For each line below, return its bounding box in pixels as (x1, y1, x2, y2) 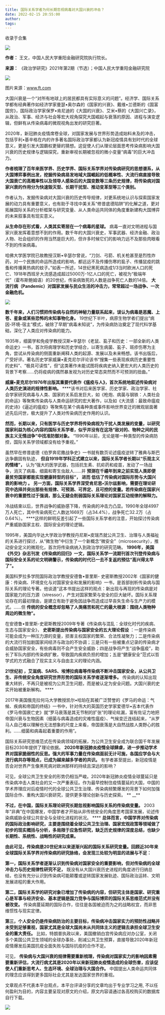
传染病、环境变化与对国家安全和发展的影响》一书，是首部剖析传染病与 (13, 579, 156, 585)
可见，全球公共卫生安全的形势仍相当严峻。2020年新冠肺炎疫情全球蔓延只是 (5, 774, 158, 779)
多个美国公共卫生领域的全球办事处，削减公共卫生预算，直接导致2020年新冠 (5, 937, 158, 943)
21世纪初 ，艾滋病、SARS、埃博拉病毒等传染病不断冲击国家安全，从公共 (5, 668, 152, 674)
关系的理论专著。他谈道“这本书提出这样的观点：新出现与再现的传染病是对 (9, 586, 158, 592)
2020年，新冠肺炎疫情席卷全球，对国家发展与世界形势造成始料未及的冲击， (5, 131, 158, 136)
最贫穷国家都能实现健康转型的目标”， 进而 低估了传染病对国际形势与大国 (5, 474, 152, 480)
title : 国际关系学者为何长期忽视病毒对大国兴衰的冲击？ (5, 7, 105, 12)
